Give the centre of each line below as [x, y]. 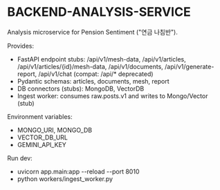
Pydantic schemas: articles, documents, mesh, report [93, 81]
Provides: [21, 46]
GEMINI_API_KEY [42, 144]
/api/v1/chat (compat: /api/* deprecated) [96, 74]
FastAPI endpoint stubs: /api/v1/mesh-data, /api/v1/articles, [101, 59]
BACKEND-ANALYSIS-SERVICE [99, 12]
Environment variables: [40, 116]
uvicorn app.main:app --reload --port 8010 [78, 171]
